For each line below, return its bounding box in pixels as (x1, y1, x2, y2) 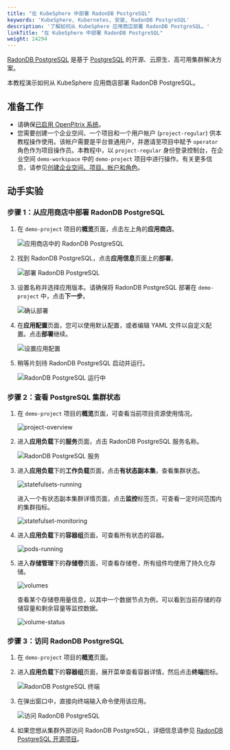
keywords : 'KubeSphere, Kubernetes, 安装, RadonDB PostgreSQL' (7, 17, 190, 23)
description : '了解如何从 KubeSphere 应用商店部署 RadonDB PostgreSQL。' (7, 23, 211, 30)
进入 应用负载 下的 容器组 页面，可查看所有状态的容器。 (16, 531, 168, 539)
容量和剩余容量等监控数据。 (23, 603, 102, 612)
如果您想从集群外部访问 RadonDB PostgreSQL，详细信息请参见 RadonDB (16, 727, 223, 735)
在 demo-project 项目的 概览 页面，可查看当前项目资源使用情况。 (16, 409, 196, 417)
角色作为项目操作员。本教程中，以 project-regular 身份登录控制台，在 (16, 146, 218, 154)
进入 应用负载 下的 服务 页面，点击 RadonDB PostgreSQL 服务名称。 (16, 437, 203, 445)
